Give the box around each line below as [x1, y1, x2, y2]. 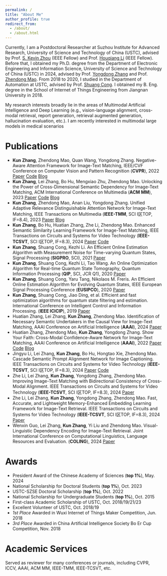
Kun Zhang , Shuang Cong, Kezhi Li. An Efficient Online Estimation [12, 244, 148, 250]
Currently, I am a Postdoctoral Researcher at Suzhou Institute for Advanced [5, 45, 160, 50]
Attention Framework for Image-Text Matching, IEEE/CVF [26, 162, 144, 168]
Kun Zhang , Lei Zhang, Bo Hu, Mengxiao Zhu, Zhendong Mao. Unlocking [12, 178, 163, 184]
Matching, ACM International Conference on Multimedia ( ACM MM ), [12, 189, 152, 195]
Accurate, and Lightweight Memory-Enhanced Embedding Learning [12, 400, 152, 406]
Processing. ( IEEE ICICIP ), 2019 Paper [12, 308, 91, 314]
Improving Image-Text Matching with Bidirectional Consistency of [12, 378, 147, 384]
